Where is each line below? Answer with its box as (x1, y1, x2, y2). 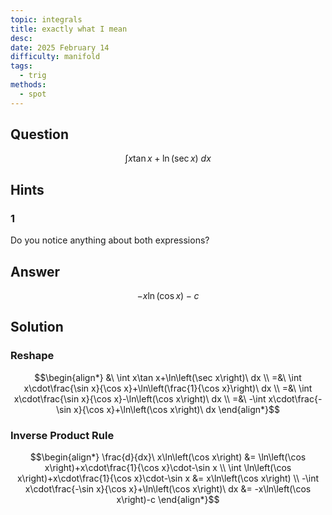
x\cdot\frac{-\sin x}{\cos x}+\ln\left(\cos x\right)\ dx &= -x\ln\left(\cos (24, 482, 312, 495)
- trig (19, 71, 47, 81)
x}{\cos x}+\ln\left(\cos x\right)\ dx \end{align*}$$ (73, 403, 280, 415)
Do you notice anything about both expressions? (10, 234, 210, 246)
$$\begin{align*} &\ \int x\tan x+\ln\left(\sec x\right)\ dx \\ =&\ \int (34, 371, 302, 383)
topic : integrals (10, 14, 83, 25)
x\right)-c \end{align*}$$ (116, 493, 220, 505)
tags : (10, 61, 33, 71)
